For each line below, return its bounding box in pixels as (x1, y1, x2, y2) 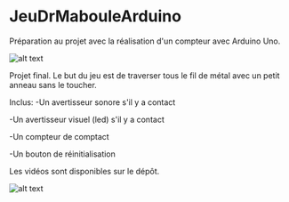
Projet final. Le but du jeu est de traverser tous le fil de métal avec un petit (9, 69, 280, 81)
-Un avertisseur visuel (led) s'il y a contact (9, 114, 165, 125)
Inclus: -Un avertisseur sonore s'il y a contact (9, 96, 176, 108)
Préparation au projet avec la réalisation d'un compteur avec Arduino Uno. (9, 36, 281, 46)
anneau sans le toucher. (9, 79, 98, 90)
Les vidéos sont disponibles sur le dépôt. (9, 166, 160, 176)
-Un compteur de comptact (9, 131, 109, 141)
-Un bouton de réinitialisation (9, 149, 116, 159)
